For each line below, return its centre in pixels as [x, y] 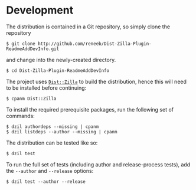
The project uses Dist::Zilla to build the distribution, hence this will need [97, 81]
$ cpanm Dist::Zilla [32, 99]
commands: [21, 116]
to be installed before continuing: [46, 88]
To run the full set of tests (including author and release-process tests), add [98, 164]
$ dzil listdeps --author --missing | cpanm [62, 132]
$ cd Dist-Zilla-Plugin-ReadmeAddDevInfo [58, 71]
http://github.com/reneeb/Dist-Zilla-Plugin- [94, 44]
